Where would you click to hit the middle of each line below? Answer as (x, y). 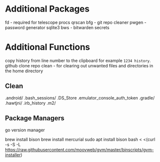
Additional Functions (48, 47)
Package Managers (35, 118)
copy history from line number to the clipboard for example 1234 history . (78, 60)
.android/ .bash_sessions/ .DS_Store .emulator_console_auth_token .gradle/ (80, 97)
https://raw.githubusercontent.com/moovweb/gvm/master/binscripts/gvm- (79, 149)
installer (13, 155)
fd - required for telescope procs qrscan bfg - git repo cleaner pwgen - (76, 22)
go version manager (25, 130)
